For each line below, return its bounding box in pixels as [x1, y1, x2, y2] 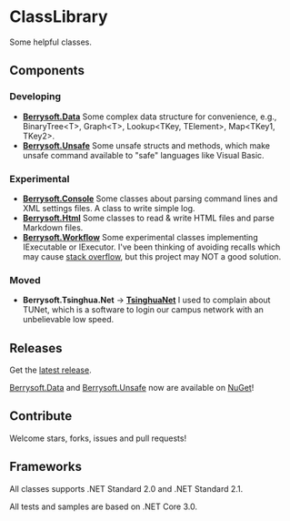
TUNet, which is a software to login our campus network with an [22, 304, 264, 315]
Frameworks [9, 459, 83, 475]
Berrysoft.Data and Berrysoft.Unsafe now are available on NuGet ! [9, 383, 255, 393]
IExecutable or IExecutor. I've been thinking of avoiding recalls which [22, 241, 281, 252]
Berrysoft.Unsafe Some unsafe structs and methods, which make [22, 139, 271, 151]
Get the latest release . [9, 364, 93, 375]
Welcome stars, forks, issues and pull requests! [9, 433, 187, 444]
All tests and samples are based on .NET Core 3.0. [9, 501, 198, 512]
